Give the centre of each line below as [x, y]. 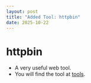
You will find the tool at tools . [50, 74]
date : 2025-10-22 [27, 22]
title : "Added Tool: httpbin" [43, 17]
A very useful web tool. [43, 68]
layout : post [22, 11]
